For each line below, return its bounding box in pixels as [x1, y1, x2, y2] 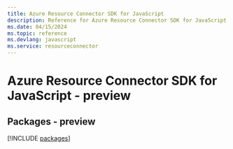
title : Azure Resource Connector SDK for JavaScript [7, 10, 164, 17]
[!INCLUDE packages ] [7, 134, 71, 142]
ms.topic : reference [7, 29, 68, 37]
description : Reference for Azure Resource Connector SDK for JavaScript [7, 17, 227, 24]
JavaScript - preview [7, 88, 132, 104]
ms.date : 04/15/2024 [7, 23, 68, 30]
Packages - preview [7, 115, 96, 127]
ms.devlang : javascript [7, 36, 77, 43]
